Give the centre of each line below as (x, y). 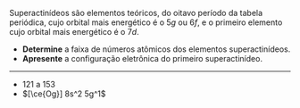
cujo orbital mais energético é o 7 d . (75, 32)
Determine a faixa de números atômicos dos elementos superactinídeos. (156, 49)
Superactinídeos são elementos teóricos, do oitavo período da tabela (136, 13)
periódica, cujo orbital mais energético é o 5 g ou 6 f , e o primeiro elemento (146, 22)
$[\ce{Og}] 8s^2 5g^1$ (64, 94)
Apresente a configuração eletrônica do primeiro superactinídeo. (142, 58)
